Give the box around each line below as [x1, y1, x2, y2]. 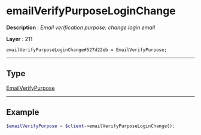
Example [6, 107, 39, 117]
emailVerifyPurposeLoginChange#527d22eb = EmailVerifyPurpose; [6, 46, 167, 53]
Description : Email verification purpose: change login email [6, 24, 156, 31]
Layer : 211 [6, 35, 33, 42]
